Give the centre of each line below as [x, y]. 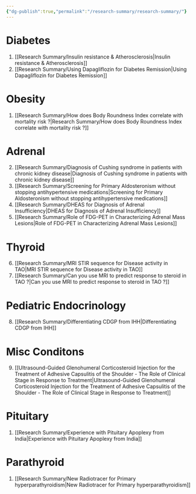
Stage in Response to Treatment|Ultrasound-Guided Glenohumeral [95, 380]
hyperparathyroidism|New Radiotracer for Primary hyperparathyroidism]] [102, 485]
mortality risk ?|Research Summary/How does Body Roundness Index [98, 121]
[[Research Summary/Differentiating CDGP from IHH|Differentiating [95, 322]
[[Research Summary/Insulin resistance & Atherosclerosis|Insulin [92, 57]
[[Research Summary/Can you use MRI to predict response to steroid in [100, 276]
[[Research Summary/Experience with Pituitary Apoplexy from [89, 433]
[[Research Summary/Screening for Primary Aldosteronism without [95, 186]
